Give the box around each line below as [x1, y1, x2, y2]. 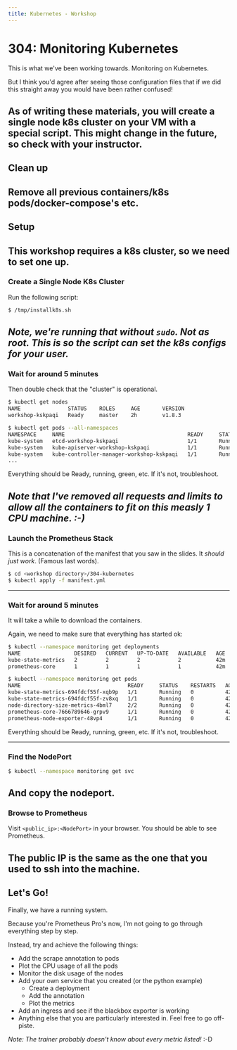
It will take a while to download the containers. [8, 616, 143, 625]
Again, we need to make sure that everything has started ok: [8, 629, 183, 638]
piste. [18, 1021, 34, 1030]
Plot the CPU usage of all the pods [18, 961, 118, 970]
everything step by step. [8, 926, 79, 935]
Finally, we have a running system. [8, 905, 108, 914]
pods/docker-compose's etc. [8, 197, 139, 209]
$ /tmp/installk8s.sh [8, 307, 72, 314]
